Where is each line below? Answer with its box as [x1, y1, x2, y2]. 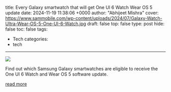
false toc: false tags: [5, 26, 48, 32]
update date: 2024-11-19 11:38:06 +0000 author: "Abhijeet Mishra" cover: [5, 10, 159, 16]
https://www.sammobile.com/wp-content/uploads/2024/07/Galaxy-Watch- [5, 15, 163, 21]
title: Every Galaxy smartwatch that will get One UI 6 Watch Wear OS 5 [5, 5, 153, 10]
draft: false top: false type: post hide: [87, 20, 165, 27]
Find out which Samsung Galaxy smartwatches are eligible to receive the [5, 66, 158, 72]
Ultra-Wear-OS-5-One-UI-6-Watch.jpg [5, 20, 87, 27]
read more [5, 81, 27, 87]
